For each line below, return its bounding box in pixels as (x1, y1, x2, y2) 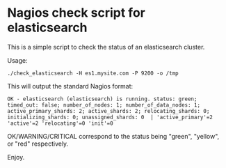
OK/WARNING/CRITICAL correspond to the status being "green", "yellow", (7, 132, 220, 140)
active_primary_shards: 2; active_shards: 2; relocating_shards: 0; (7, 107, 210, 114)
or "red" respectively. (7, 139, 69, 148)
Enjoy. (7, 153, 25, 161)
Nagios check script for (7, 5, 146, 21)
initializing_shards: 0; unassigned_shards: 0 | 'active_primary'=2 (7, 114, 213, 121)
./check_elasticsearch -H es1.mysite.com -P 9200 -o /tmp (7, 70, 179, 77)
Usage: (7, 56, 28, 64)
